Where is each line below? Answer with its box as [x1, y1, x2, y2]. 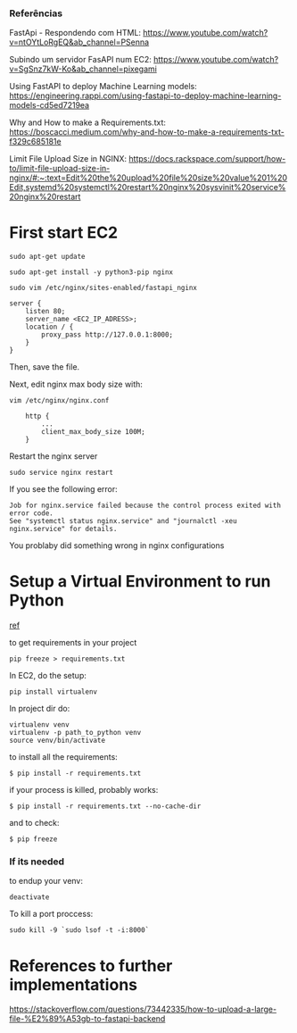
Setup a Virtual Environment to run [9, 571, 271, 592]
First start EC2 [9, 222, 119, 243]
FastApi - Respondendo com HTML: [9, 28, 141, 38]
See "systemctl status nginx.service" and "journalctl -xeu [9, 517, 238, 526]
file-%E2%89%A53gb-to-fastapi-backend [9, 1013, 166, 1024]
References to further [9, 955, 173, 976]
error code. [9, 509, 54, 518]
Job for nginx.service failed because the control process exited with [9, 501, 281, 511]
